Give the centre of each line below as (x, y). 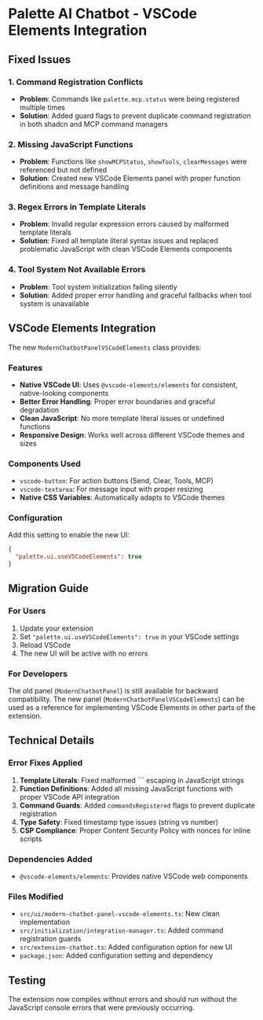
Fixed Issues (40, 59)
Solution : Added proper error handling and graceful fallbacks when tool (135, 295)
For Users (27, 611)
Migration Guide (48, 588)
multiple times (42, 107)
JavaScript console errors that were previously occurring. (101, 1007)
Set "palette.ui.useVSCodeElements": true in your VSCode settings (129, 636)
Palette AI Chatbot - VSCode (103, 14)
